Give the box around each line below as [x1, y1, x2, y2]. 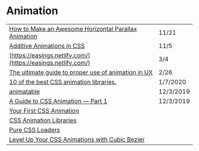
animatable [9, 87, 40, 96]
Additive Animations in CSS [9, 41, 85, 50]
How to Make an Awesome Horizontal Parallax [9, 25, 137, 33]
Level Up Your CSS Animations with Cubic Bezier [9, 135, 145, 143]
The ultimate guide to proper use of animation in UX [9, 68, 153, 76]
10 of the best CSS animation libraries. [9, 78, 117, 86]
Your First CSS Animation [9, 106, 79, 114]
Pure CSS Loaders [9, 126, 60, 134]
